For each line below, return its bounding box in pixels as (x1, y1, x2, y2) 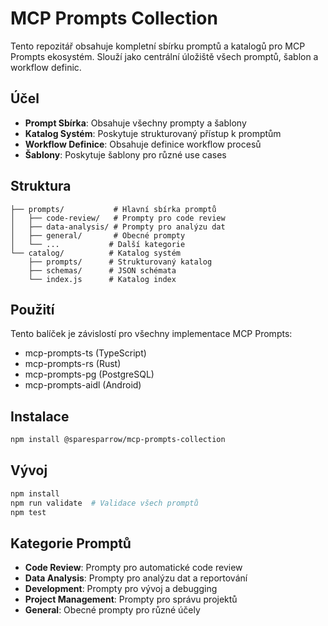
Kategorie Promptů (10, 535, 132, 552)
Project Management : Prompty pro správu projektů (24, 593, 238, 606)
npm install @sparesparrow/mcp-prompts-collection (10, 435, 226, 445)
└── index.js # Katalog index (28, 274, 177, 284)
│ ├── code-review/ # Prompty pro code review (10, 213, 226, 223)
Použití (10, 301, 55, 318)
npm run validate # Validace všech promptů (10, 498, 199, 508)
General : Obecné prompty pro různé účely (24, 604, 201, 616)
